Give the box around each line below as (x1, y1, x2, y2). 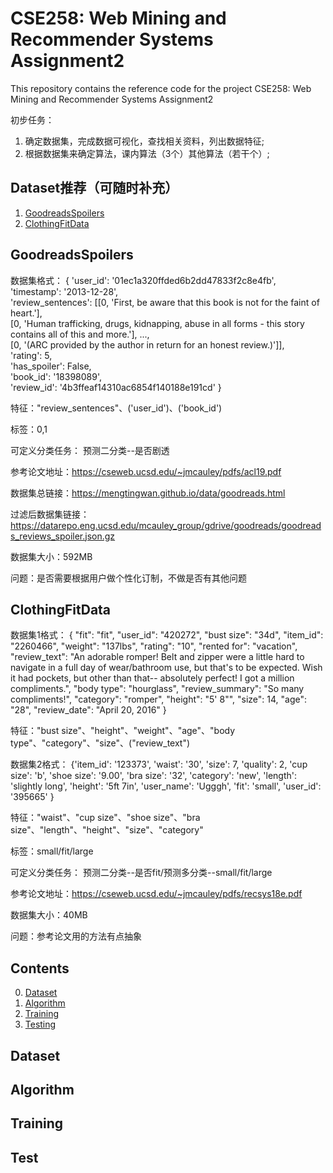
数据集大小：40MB (10, 909, 88, 921)
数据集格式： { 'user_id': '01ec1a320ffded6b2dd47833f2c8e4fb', (10, 274, 277, 286)
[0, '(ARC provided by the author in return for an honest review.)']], (10, 338, 285, 351)
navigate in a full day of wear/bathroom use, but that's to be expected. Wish (10, 662, 323, 674)
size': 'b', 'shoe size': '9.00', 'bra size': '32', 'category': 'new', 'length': (10, 770, 298, 782)
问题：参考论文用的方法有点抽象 (10, 930, 142, 942)
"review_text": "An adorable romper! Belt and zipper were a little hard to (10, 651, 305, 663)
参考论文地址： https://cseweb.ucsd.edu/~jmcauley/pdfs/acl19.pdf (10, 465, 282, 477)
